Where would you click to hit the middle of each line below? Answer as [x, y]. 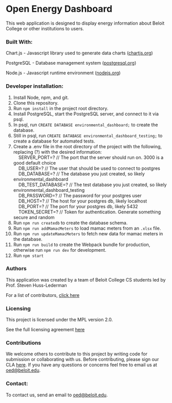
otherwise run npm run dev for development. [60, 250]
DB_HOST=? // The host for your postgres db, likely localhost [83, 201]
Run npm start [28, 255]
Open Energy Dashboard [59, 9]
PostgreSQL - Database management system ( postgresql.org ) [71, 63]
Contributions [24, 343]
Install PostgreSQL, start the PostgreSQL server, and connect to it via [86, 114]
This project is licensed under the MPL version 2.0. [59, 320]
